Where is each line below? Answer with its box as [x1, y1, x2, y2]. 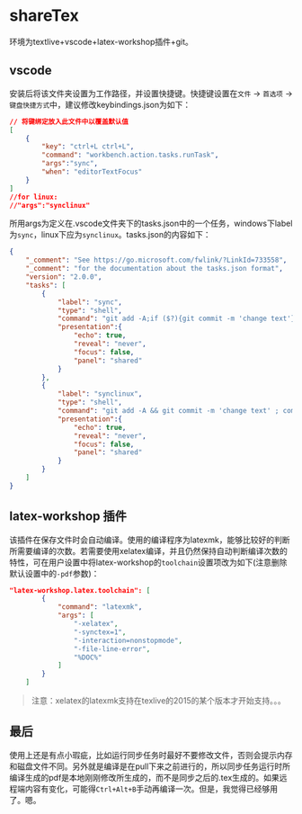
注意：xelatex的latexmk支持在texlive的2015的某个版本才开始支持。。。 [31, 695, 286, 706]
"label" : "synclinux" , [57, 389, 143, 398]
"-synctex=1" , [73, 627, 127, 637]
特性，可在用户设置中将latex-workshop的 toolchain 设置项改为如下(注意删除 [9, 557, 288, 568]
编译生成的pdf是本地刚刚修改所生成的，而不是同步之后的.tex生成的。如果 [9, 772, 280, 783]
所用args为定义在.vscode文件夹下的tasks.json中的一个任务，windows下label [9, 218, 293, 229]
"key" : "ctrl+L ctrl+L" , [41, 142, 135, 151]
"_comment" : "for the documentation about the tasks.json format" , [25, 264, 283, 273]
